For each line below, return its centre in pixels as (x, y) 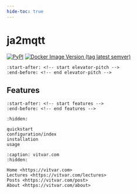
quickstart (20, 129)
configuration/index (32, 134)
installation (23, 140)
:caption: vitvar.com (33, 155)
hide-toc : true (25, 11)
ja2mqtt (26, 40)
